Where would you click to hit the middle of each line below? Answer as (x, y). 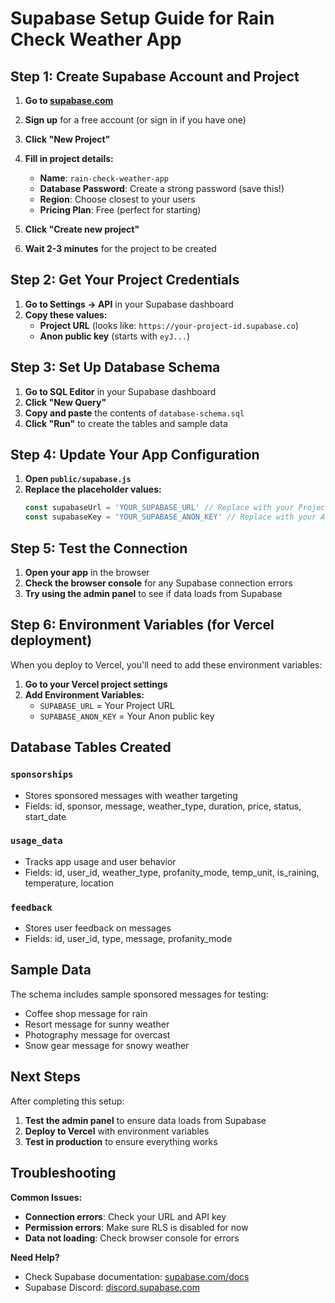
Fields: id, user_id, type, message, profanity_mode (128, 939)
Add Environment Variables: (84, 694)
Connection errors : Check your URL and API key (125, 1216)
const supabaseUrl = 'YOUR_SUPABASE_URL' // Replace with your (159, 508)
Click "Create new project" (82, 229)
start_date (45, 816)
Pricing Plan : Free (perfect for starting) (120, 210)
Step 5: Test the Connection (99, 548)
